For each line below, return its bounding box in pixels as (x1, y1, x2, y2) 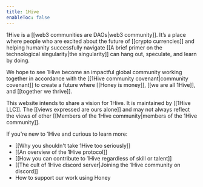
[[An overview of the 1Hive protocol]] (15, 148, 108, 156)
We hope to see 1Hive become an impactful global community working (6, 68, 182, 75)
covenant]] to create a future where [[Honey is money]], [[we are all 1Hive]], (6, 81, 196, 88)
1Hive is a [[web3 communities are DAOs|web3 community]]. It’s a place (6, 31, 186, 38)
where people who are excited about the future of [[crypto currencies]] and (6, 37, 195, 45)
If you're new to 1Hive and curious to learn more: (6, 130, 128, 138)
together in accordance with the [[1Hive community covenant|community (6, 75, 189, 82)
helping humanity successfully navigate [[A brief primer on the (6, 43, 162, 51)
